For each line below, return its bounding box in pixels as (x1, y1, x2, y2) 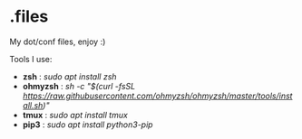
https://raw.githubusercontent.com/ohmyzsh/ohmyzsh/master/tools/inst (22, 90, 293, 101)
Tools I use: (9, 53, 53, 64)
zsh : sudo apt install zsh (22, 70, 117, 82)
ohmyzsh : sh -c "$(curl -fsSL (22, 80, 136, 91)
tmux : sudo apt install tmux (22, 109, 129, 120)
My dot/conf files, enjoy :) (9, 36, 106, 47)
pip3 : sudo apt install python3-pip (22, 119, 153, 130)
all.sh (22, 99, 44, 110)
